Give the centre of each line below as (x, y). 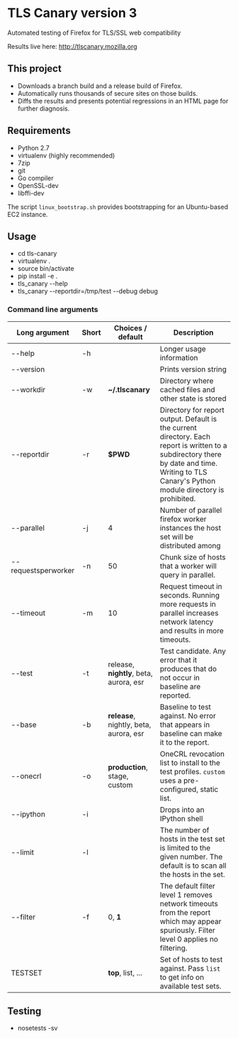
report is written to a (193, 445)
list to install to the (190, 762)
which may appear (191, 921)
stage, (118, 776)
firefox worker (183, 519)
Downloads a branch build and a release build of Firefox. (100, 86)
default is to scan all (193, 865)
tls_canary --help (43, 284)
